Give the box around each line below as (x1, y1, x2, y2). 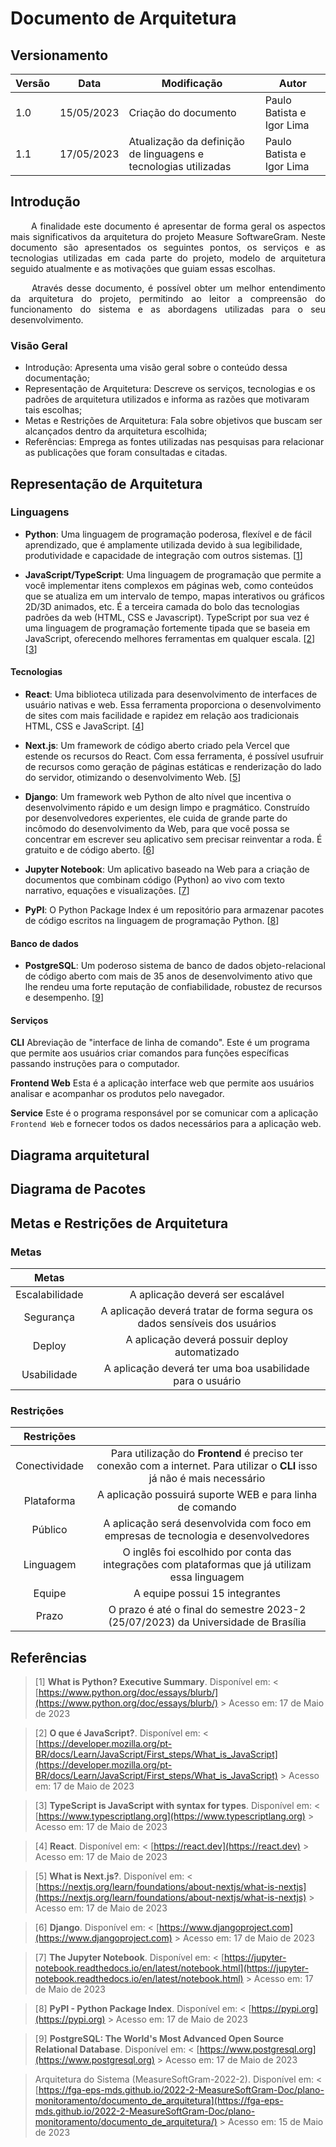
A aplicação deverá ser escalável (129, 1287, 285, 1301)
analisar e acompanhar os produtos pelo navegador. (10, 1088, 225, 1100)
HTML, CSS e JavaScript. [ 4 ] (24, 720, 145, 732)
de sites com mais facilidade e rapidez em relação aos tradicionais (24, 710, 300, 721)
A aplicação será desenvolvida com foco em (103, 1517, 312, 1531)
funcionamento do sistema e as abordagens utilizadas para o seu (10, 303, 326, 315)
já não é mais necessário (148, 1472, 266, 1486)
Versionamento (10, 47, 109, 64)
